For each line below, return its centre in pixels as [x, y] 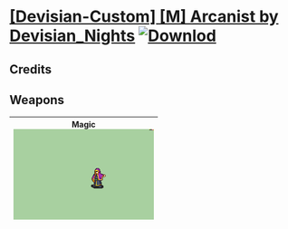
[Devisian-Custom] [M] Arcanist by [144, 17]
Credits [31, 69]
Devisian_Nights [72, 36]
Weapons [37, 100]
